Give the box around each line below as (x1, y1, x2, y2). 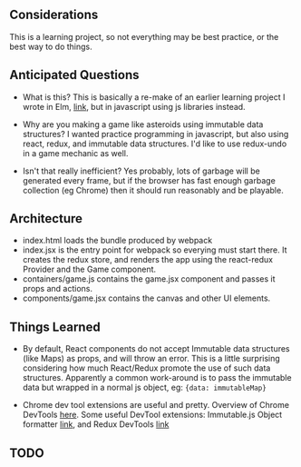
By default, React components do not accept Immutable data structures (22, 343, 290, 354)
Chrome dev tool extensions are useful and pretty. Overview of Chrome (22, 400, 290, 411)
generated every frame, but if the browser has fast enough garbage (22, 174, 277, 185)
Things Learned (9, 319, 102, 334)
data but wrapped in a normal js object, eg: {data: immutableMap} (22, 382, 267, 393)
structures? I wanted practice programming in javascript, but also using (22, 128, 289, 139)
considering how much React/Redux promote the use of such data (22, 363, 271, 373)
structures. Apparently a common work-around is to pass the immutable (22, 373, 292, 383)
